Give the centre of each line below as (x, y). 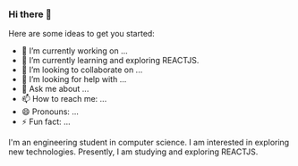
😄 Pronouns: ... (50, 112)
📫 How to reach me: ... (64, 99)
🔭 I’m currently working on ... (74, 51)
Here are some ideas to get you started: (82, 34)
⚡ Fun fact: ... (46, 122)
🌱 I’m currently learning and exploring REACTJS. (110, 61)
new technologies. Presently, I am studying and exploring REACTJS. (133, 152)
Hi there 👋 (30, 14)
